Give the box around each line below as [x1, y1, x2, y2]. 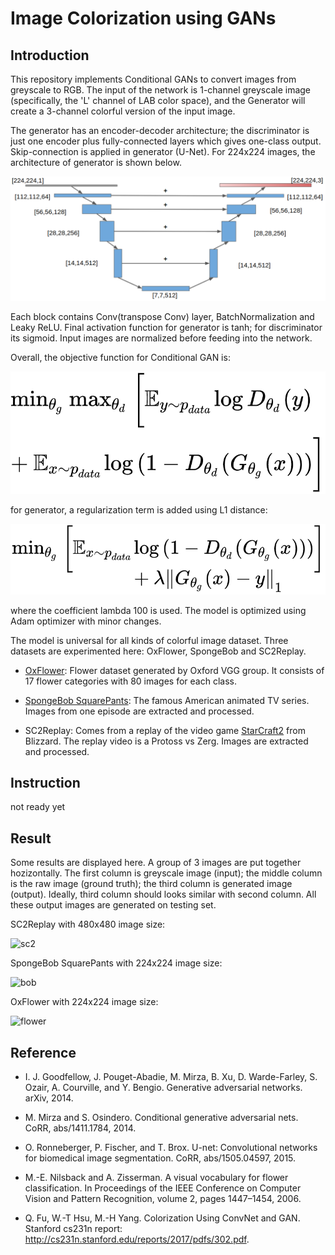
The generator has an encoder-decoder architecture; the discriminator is [10, 125, 310, 136]
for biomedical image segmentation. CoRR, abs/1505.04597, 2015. [24, 1152, 297, 1164]
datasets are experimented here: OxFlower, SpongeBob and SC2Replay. [10, 645, 307, 657]
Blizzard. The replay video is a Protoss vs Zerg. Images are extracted [24, 735, 309, 747]
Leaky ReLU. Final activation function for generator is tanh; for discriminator [10, 321, 323, 333]
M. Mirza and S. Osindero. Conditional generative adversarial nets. [24, 1111, 299, 1123]
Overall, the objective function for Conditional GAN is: [10, 351, 231, 363]
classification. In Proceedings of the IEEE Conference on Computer [24, 1182, 302, 1194]
